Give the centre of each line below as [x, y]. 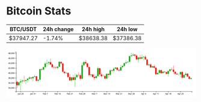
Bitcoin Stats [39, 11]
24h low [127, 29]
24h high [93, 29]
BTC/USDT [23, 29]
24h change [58, 29]
